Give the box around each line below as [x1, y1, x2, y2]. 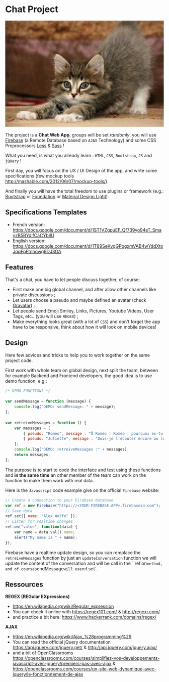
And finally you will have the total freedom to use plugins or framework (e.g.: [5, 188, 164, 194]
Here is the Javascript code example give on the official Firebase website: [5, 487, 159, 493]
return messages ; [14, 452, 51, 458]
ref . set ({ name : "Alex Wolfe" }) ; [5, 514, 78, 519]
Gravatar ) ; [12, 302, 35, 308]
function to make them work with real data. [5, 477, 94, 483]
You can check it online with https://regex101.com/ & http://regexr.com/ [12, 609, 160, 615]
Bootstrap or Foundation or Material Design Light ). [5, 194, 109, 200]
